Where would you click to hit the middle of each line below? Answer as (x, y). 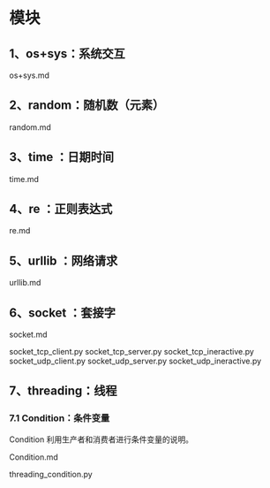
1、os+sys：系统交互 (67, 53)
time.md (24, 179)
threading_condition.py (51, 474)
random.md (30, 127)
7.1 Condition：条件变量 (60, 418)
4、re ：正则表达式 (61, 209)
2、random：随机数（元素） (87, 106)
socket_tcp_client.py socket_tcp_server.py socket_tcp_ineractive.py (131, 352)
